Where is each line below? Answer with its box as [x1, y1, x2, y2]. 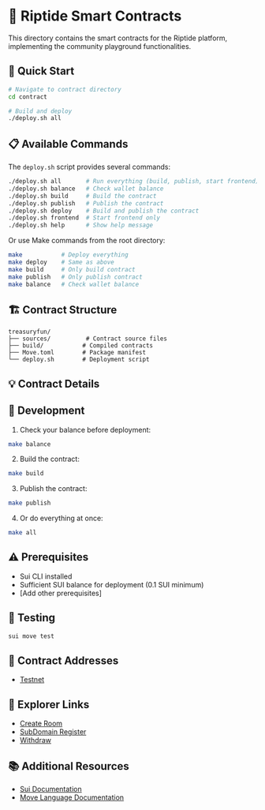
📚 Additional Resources [8, 759, 130, 773]
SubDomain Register [19, 727, 87, 737]
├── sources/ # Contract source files [8, 335, 168, 343]
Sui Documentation [19, 785, 83, 794]
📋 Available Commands [8, 137, 129, 151]
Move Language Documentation [19, 793, 125, 802]
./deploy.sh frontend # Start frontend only [8, 214, 160, 222]
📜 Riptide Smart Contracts [8, 7, 182, 25]
